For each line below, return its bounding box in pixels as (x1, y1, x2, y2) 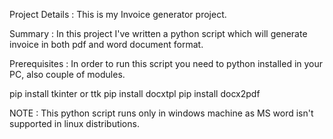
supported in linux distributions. (9, 118, 140, 129)
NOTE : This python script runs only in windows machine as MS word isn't (9, 107, 314, 119)
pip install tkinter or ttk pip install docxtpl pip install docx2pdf (9, 88, 261, 99)
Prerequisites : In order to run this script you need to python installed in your (9, 58, 324, 69)
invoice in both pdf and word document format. (9, 39, 204, 50)
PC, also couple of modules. (9, 69, 126, 80)
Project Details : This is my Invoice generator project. (9, 9, 227, 20)
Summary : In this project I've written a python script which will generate (9, 28, 308, 39)
